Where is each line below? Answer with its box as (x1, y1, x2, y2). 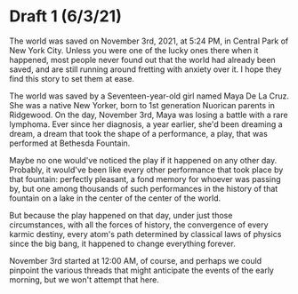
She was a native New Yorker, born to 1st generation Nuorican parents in (9, 99, 276, 110)
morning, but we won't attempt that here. (9, 274, 160, 285)
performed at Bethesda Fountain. (9, 138, 131, 148)
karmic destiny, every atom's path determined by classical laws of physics (9, 228, 282, 239)
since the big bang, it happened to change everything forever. (9, 238, 236, 249)
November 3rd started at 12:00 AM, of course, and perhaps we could (9, 255, 262, 266)
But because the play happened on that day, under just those (9, 210, 233, 220)
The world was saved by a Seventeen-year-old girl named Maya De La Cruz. (9, 91, 290, 101)
